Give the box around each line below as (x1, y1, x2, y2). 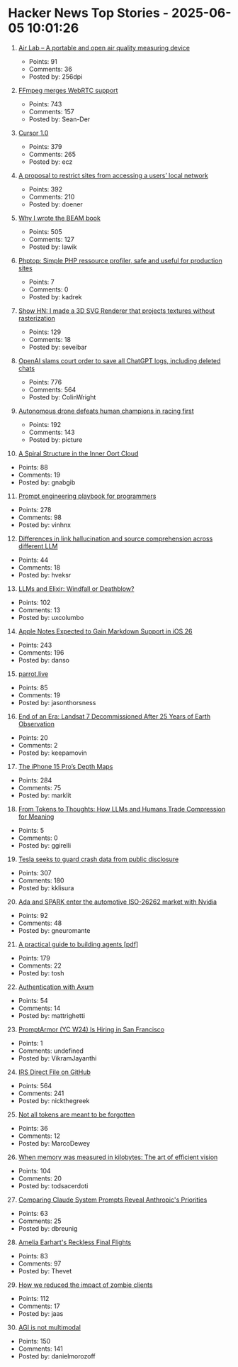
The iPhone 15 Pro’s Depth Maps (18, 762, 113, 770)
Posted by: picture (28, 435, 83, 444)
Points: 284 (18, 775, 52, 785)
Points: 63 (18, 1209, 48, 1217)
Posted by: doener (28, 200, 84, 209)
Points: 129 (28, 328, 62, 336)
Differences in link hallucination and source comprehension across (18, 534, 213, 543)
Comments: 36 (28, 65, 73, 73)
